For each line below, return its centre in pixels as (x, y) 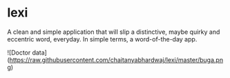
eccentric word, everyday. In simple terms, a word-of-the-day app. (102, 39)
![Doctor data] (27, 52)
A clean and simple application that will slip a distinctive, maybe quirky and (114, 32)
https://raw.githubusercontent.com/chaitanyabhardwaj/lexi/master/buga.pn (116, 59)
